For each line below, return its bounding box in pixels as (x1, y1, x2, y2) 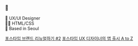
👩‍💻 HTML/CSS (5, 20, 34, 26)
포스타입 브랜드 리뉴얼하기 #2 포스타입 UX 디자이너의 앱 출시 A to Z (5, 36, 134, 42)
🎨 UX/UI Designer (5, 15, 40, 21)
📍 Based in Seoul (5, 26, 39, 31)
